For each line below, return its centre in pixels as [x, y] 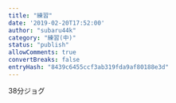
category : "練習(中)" [42, 38]
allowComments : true [43, 52]
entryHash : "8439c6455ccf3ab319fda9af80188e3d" [89, 67]
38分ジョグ [27, 90]
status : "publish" [39, 45]
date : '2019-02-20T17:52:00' [57, 23]
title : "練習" [31, 15]
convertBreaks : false [44, 60]
